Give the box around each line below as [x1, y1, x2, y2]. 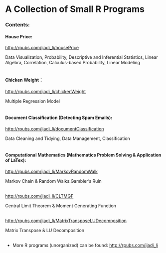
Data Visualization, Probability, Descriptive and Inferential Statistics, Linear [5, 54, 158, 60]
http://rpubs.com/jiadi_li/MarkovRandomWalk [5, 168, 98, 174]
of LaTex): [5, 157, 26, 163]
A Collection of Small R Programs [5, 3, 145, 15]
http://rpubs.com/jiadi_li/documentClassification [5, 126, 104, 131]
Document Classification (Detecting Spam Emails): [5, 115, 113, 121]
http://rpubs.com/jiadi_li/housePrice [5, 45, 79, 51]
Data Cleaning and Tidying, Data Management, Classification [5, 135, 131, 141]
